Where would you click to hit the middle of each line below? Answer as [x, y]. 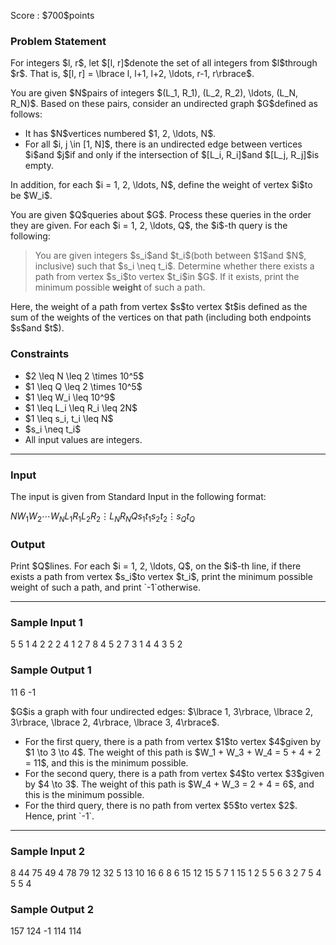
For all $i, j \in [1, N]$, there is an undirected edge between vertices [163, 144]
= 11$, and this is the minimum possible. [106, 762]
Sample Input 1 [46, 622]
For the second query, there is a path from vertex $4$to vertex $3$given [174, 773]
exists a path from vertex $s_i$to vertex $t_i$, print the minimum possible [161, 576]
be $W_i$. [31, 196]
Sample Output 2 [52, 909]
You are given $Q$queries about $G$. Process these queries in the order [161, 215]
